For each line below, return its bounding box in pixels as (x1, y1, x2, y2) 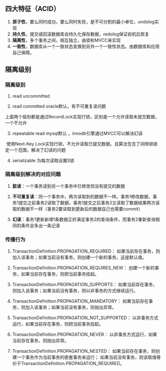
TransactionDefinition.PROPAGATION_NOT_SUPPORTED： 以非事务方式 (12, 315, 159, 321)
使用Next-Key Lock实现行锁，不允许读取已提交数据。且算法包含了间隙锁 (6, 141, 154, 147)
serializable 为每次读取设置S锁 (12, 157, 75, 163)
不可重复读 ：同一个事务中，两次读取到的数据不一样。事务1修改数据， (12, 193, 153, 199)
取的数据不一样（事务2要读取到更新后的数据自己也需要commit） (12, 206, 143, 212)
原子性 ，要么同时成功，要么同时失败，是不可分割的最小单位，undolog (12, 19, 155, 25)
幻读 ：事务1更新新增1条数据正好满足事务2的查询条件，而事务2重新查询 (12, 216, 156, 222)
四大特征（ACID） (5, 4, 60, 13)
